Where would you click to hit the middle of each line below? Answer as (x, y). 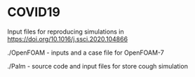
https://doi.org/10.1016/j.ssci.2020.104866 (68, 38)
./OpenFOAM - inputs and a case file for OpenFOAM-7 (86, 52)
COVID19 (34, 12)
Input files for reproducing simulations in (66, 31)
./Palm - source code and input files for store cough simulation (97, 66)
